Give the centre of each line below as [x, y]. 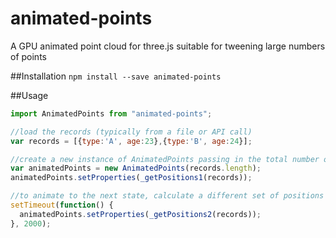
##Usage [29, 95]
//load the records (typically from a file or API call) [131, 132]
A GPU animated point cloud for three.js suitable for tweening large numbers [168, 46]
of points [28, 56]
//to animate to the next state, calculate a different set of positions [167, 196]
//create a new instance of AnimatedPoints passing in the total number [165, 159]
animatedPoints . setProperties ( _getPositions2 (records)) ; [140, 214]
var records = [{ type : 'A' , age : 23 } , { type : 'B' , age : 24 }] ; [131, 141]
